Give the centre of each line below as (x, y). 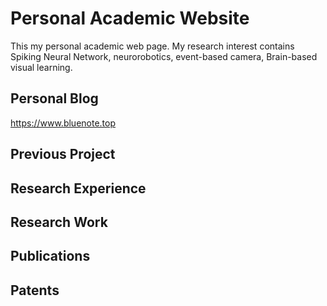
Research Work (59, 222)
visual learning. (41, 67)
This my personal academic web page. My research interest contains (152, 46)
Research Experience (78, 188)
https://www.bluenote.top (63, 123)
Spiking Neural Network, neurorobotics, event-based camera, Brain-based (164, 56)
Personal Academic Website (130, 18)
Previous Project (63, 154)
